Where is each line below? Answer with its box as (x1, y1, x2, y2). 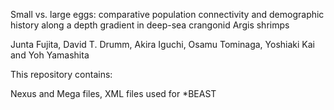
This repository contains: (10, 69, 113, 80)
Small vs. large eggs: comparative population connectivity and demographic (10, 9, 325, 20)
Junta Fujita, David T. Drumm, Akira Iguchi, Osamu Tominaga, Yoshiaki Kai (10, 39, 315, 50)
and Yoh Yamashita (10, 49, 90, 61)
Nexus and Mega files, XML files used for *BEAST (10, 88, 217, 99)
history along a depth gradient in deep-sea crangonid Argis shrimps (10, 19, 290, 31)
